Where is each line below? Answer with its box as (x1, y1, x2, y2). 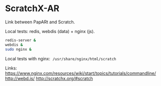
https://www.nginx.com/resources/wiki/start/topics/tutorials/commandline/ (5, 70, 156, 76)
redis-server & (5, 37, 36, 43)
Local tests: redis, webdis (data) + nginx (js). (5, 28, 95, 34)
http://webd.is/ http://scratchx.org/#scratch (5, 75, 93, 81)
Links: (5, 65, 17, 71)
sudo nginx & (5, 47, 32, 52)
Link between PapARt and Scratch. (5, 19, 75, 25)
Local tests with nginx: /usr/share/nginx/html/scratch (5, 55, 116, 61)
